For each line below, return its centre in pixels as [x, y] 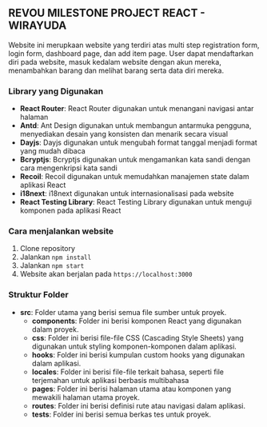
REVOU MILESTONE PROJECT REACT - [107, 13]
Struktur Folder [39, 295]
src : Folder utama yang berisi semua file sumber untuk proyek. [123, 312]
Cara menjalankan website [61, 231]
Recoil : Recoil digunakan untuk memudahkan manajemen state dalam [134, 177]
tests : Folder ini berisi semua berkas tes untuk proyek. [122, 414]
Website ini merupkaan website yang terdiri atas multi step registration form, [134, 45]
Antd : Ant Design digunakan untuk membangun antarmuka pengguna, [135, 126]
